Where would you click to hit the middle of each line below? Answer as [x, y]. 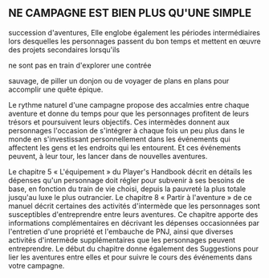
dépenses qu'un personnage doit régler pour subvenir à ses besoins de [126, 180]
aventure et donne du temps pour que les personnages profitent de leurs [129, 113]
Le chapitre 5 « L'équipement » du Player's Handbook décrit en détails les [130, 171]
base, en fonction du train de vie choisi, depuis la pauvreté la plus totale [127, 189]
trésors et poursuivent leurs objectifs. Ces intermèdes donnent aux [119, 122]
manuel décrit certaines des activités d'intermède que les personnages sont [134, 206]
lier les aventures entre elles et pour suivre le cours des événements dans [130, 257]
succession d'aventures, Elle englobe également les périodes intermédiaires [134, 32]
